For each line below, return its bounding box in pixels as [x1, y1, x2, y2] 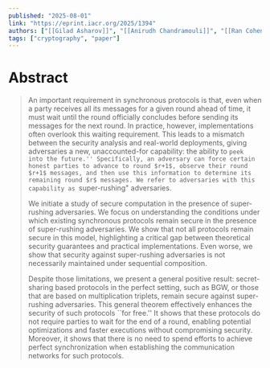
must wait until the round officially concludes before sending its [27, 112, 239, 122]
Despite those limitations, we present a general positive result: [27, 274, 235, 284]
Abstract [8, 69, 68, 87]
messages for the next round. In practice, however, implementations [27, 121, 254, 131]
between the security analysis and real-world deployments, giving [27, 138, 247, 148]
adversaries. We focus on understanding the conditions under [55, 207, 260, 217]
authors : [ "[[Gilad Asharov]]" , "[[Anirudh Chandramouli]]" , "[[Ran [8, 27, 243, 35]
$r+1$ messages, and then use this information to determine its [27, 170, 252, 178]
